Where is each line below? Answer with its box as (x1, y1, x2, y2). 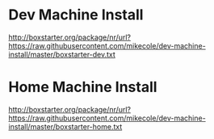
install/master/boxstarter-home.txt (8, 121, 123, 131)
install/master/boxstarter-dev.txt (8, 49, 115, 59)
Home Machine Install (8, 78, 157, 96)
